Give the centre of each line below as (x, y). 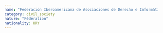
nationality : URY (22, 23)
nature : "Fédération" (27, 18)
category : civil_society (30, 14)
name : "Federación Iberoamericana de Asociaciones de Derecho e (71, 9)
